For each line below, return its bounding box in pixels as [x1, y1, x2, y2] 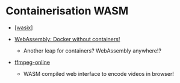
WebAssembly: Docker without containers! [14, 35, 120, 42]
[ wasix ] [14, 24, 33, 31]
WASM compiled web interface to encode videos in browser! [23, 70, 174, 77]
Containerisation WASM [5, 4, 129, 18]
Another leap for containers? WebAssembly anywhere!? [23, 47, 162, 54]
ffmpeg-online [14, 59, 51, 66]
